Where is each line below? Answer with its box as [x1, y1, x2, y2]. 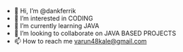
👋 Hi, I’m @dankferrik [13, 7, 76, 15]
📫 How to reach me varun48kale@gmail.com [13, 37, 147, 45]
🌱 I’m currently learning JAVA [13, 22, 100, 30]
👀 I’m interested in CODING [13, 14, 93, 22]
